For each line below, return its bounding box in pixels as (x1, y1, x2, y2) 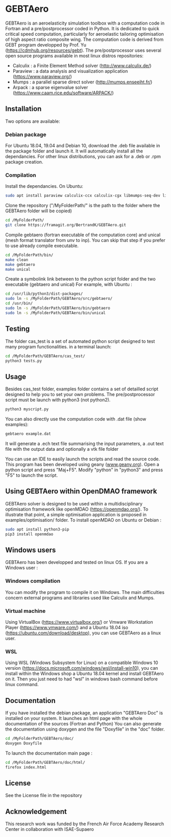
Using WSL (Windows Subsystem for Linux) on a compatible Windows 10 (5, 659, 159, 666)
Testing (5, 324, 30, 333)
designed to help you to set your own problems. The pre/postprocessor (5, 391, 155, 398)
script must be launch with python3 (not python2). (5, 397, 111, 403)
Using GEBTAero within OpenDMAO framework (5, 487, 157, 496)
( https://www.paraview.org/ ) (12, 73, 72, 79)
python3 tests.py (5, 358, 42, 363)
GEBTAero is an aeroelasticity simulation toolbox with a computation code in (5, 20, 165, 26)
